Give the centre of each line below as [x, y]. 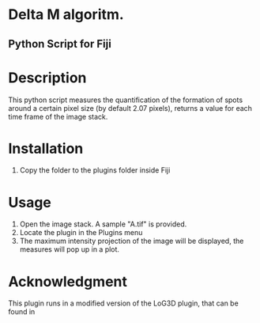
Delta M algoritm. [66, 15]
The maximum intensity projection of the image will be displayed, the [132, 241]
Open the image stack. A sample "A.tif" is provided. [103, 224]
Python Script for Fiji [60, 44]
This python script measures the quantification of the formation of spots [126, 100]
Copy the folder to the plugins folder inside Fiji [95, 170]
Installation [46, 148]
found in [22, 312]
